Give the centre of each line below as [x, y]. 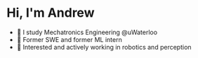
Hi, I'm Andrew [51, 13]
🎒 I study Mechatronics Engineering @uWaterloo [87, 32]
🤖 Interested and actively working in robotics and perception [104, 47]
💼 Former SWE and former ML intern [69, 39]
